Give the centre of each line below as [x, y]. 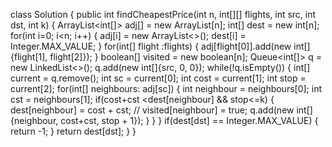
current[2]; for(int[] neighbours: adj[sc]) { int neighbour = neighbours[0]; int [166, 88]
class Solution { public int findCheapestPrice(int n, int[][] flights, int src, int [163, 14]
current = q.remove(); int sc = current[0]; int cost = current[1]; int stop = [158, 78]
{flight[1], [29, 57]
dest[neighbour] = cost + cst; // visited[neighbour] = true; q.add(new [152, 110]
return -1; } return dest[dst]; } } [73, 131]
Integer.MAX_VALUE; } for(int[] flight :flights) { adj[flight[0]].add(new [151, 46]
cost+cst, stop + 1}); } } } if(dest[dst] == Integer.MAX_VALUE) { [189, 120]
